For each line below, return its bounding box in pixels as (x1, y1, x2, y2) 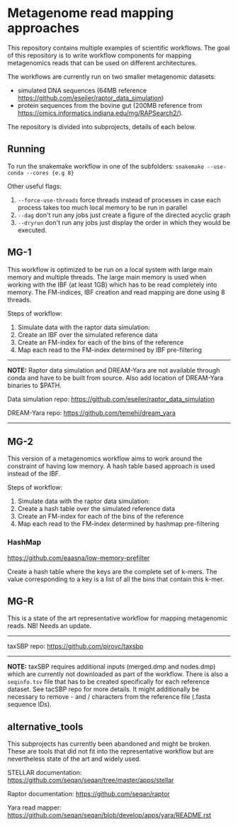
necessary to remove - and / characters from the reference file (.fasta (7, 693, 211, 701)
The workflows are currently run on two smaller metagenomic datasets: (7, 72, 216, 81)
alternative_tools (7, 720, 84, 732)
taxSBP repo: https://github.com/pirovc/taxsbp (7, 642, 144, 651)
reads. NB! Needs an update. (7, 622, 92, 630)
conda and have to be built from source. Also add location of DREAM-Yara (7, 373, 224, 382)
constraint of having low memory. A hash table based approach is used (7, 462, 215, 470)
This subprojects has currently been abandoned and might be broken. (7, 739, 212, 748)
